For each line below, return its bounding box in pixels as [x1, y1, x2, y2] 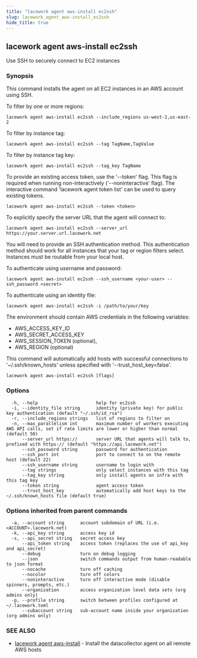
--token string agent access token [21, 482, 144, 489]
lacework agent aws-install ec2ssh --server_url [6, 225, 128, 231]
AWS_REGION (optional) [14, 343, 74, 351]
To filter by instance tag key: [6, 152, 75, 159]
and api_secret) [6, 546, 46, 552]
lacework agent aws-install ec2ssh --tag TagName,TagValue [6, 141, 155, 148]
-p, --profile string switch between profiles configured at [11, 597, 178, 604]
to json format [6, 561, 44, 567]
